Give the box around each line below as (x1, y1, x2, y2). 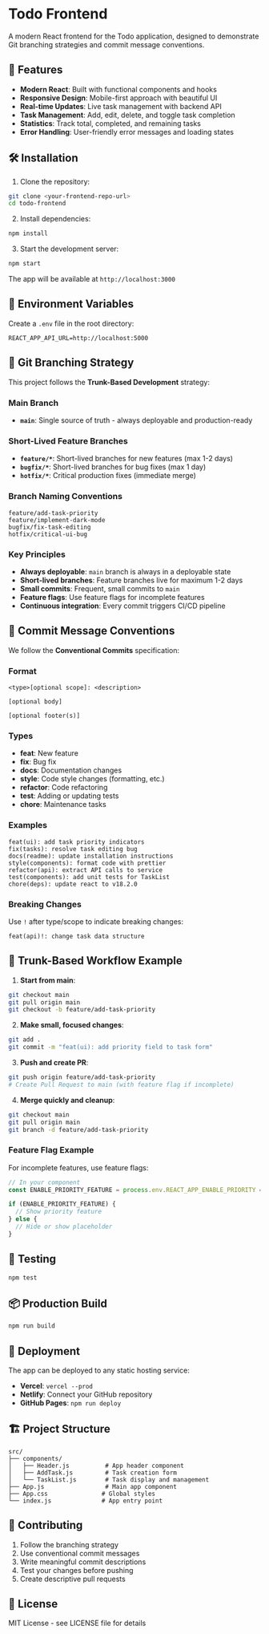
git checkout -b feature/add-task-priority (8, 1006, 156, 1014)
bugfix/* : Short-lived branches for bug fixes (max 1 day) (19, 462, 207, 472)
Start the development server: (19, 244, 119, 253)
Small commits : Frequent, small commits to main (19, 583, 180, 594)
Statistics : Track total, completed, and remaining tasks (19, 118, 202, 128)
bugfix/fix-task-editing (8, 523, 91, 531)
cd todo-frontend (8, 200, 66, 208)
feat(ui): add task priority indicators (8, 837, 146, 846)
